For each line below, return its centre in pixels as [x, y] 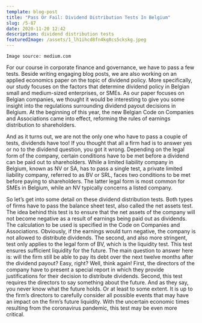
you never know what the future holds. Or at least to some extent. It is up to [100, 289]
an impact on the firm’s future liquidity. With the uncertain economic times [98, 302]
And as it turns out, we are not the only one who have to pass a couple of [97, 137]
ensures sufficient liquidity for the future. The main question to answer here [100, 251]
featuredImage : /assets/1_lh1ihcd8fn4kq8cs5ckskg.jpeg [76, 40]
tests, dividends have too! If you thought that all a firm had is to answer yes [99, 143]
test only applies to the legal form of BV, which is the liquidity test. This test [99, 244]
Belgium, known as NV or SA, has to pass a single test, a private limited [94, 168]
